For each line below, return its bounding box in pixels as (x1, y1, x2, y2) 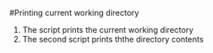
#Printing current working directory (9, 8, 140, 18)
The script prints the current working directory (21, 25, 194, 34)
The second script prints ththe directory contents (21, 34, 204, 44)
